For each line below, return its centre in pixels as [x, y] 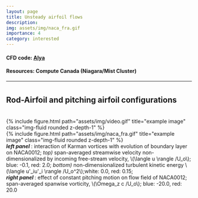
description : [22, 22]
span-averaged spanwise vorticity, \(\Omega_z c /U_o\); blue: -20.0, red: [94, 184]
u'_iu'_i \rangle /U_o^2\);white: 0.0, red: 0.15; [80, 172]
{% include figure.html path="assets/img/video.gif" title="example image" [96, 122]
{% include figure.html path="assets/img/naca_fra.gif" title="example [90, 134]
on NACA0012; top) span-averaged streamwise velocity [74, 153]
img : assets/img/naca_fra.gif [43, 28]
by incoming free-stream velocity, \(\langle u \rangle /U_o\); [119, 159]
